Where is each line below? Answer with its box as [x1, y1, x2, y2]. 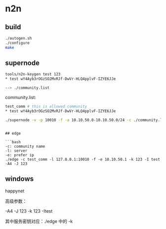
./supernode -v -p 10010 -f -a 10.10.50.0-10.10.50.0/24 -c [5, 117, 132, 122]
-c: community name [5, 144, 45, 149]
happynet [5, 188, 25, 194]
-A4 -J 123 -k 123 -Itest [5, 208, 53, 214]
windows [5, 174, 34, 183]
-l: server [5, 148, 28, 153]
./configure [5, 40, 30, 45]
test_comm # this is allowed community [5, 104, 87, 109]
